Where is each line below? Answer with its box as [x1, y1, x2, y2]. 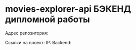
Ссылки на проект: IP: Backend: [5, 39, 72, 45]
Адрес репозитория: [5, 30, 48, 36]
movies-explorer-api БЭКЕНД [5, 3, 132, 15]
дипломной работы [5, 14, 90, 25]
